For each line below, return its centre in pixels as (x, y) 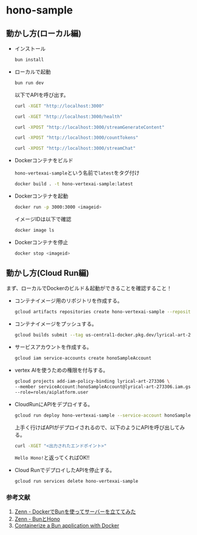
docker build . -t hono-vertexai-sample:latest (74, 184)
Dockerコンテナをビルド (44, 160)
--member (25, 387)
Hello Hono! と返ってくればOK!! (52, 458)
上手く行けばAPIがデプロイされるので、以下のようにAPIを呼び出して (97, 427)
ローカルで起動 (33, 72)
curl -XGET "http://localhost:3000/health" (69, 116)
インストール (30, 49)
